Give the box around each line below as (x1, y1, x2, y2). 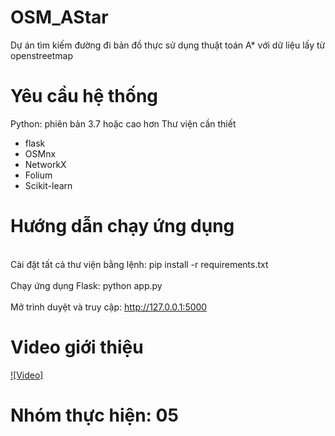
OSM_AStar (10, 6, 109, 29)
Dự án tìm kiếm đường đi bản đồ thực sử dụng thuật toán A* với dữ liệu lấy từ (10, 39, 326, 51)
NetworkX (24, 158, 67, 170)
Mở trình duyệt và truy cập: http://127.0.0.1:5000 (10, 301, 208, 313)
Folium (24, 169, 53, 181)
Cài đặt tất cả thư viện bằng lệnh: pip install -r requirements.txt (10, 258, 269, 270)
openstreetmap (10, 49, 74, 61)
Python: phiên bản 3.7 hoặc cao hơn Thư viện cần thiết (10, 117, 237, 130)
